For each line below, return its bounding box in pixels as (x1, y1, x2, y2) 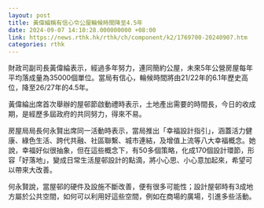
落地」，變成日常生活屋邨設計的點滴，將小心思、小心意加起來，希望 (28, 155, 246, 165)
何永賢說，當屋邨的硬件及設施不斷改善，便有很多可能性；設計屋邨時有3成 (8, 182, 247, 192)
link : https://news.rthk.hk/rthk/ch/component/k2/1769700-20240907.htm (8, 33, 247, 42)
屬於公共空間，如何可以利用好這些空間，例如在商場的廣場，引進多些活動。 (14, 192, 256, 201)
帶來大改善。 (14, 166, 57, 175)
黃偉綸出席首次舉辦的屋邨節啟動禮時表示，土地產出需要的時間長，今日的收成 (8, 100, 256, 109)
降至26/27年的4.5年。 (21, 83, 93, 93)
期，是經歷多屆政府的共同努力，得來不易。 (8, 109, 146, 119)
